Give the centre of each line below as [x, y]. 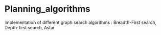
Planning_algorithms [47, 9]
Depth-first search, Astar [30, 27]
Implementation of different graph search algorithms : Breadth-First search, [80, 22]
